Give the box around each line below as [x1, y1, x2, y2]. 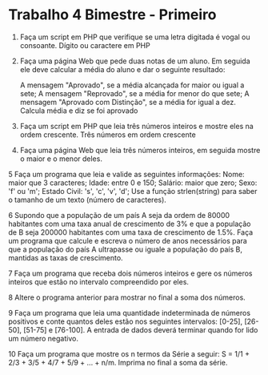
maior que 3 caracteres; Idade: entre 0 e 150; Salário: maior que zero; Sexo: [8, 178, 258, 187]
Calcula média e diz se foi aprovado [19, 106, 138, 115]
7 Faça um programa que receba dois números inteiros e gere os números [8, 268, 254, 278]
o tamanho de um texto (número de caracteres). [8, 195, 166, 204]
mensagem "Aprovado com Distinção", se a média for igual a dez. [19, 97, 236, 107]
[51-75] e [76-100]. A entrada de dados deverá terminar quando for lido [23, 325, 258, 334]
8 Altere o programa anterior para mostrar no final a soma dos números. [8, 292, 246, 302]
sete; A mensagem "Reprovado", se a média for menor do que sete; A [19, 88, 250, 98]
